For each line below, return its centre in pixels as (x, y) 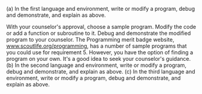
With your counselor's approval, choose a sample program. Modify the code (101, 27)
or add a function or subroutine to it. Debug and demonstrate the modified (99, 33)
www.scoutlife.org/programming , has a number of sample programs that (97, 46)
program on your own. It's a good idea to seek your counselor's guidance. (99, 59)
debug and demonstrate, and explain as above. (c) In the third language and (101, 71)
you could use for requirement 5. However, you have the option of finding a (100, 52)
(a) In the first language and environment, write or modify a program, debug (101, 9)
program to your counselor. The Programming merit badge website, (90, 39)
